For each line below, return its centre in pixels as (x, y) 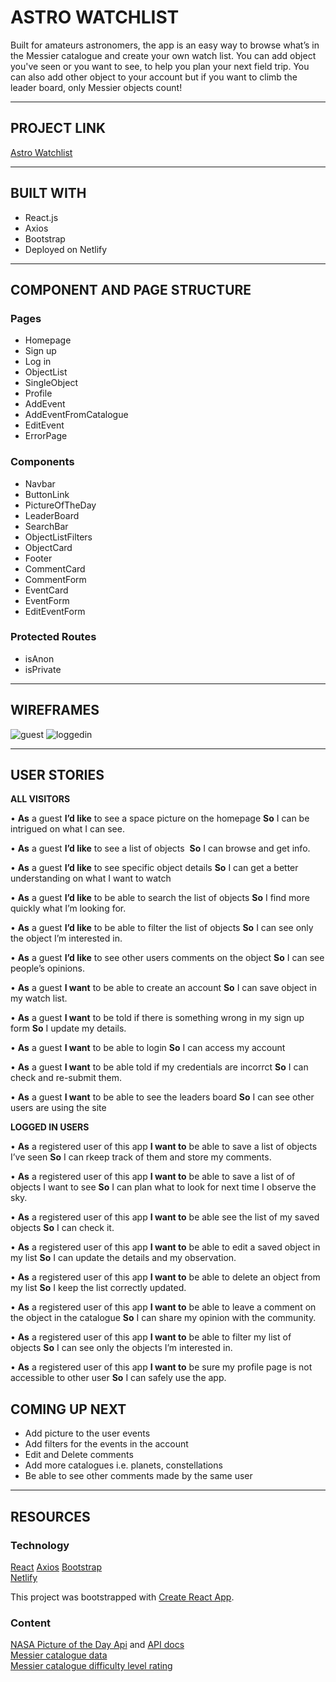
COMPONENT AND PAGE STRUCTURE (131, 289)
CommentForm (55, 579)
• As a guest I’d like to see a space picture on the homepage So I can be (160, 818)
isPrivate (43, 669)
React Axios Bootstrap (56, 1567)
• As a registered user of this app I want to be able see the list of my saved (165, 1217)
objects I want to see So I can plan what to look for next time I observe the (163, 1187)
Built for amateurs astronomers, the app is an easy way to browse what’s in (165, 45)
